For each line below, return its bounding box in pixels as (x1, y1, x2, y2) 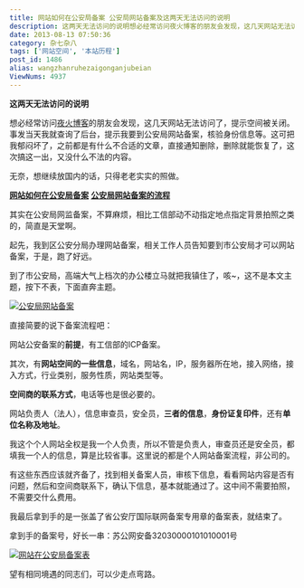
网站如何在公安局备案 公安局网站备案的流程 (9, 189, 170, 200)
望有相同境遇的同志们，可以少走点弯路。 (9, 568, 160, 579)
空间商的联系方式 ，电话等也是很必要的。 (9, 388, 160, 399)
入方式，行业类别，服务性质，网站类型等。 (9, 369, 168, 380)
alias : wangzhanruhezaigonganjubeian (9, 64, 152, 73)
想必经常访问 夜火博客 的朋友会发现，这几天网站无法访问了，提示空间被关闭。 (9, 117, 295, 128)
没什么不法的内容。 (64, 151, 137, 162)
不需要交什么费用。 (9, 491, 81, 502)
